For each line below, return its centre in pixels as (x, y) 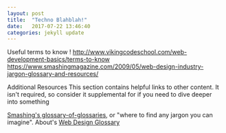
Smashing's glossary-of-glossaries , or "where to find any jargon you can (110, 115)
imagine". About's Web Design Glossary (64, 122)
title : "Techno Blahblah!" (47, 20)
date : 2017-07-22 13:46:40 (49, 26)
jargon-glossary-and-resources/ (53, 74)
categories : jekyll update (46, 33)
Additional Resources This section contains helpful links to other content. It (113, 87)
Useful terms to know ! (39, 52)
